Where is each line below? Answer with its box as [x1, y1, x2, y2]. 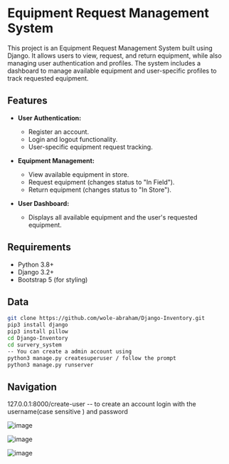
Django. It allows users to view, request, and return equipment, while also [7, 51, 222, 60]
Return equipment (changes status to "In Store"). [28, 185, 172, 194]
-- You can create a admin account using [7, 348, 132, 355]
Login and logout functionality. [28, 135, 118, 143]
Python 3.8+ [17, 260, 55, 269]
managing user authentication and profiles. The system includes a [7, 58, 201, 67]
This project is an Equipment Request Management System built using [7, 43, 213, 52]
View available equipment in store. [28, 170, 129, 179]
